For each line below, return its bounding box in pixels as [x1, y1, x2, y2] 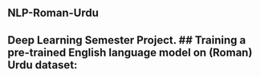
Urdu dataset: [7, 58, 78, 71]
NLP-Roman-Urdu [7, 6, 100, 20]
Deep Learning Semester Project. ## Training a [7, 33, 246, 47]
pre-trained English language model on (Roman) [7, 45, 253, 59]
